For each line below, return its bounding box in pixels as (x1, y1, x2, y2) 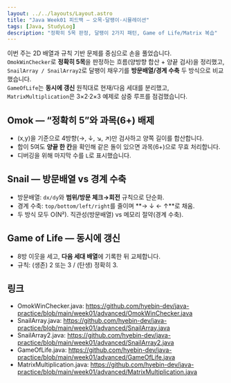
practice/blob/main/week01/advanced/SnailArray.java (17, 324, 171, 332)
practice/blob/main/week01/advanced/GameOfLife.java (17, 353, 176, 361)
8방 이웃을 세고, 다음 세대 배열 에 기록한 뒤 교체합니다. (17, 252, 161, 260)
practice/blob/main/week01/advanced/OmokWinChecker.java (17, 308, 193, 317)
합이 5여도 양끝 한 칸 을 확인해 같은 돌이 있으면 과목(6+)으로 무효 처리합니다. (17, 143, 221, 151)
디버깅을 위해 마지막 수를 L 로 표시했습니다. (17, 151, 131, 159)
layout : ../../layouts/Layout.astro (7, 10, 113, 17)
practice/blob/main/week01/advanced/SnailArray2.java (17, 338, 174, 346)
